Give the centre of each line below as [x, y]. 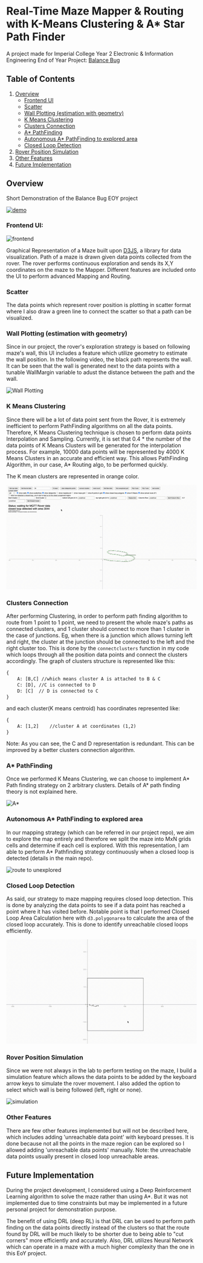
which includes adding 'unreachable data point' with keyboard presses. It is [100, 1137]
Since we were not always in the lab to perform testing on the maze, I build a [101, 1070]
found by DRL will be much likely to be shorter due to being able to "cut [95, 1234]
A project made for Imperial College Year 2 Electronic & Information [90, 53]
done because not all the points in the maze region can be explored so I [95, 1143]
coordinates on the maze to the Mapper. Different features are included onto [101, 269]
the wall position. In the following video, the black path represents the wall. [99, 360]
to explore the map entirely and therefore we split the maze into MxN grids [99, 839]
